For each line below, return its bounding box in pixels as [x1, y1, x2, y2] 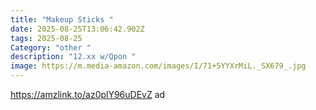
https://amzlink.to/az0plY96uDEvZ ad [10, 89, 166, 100]
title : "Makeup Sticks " [10, 14, 114, 25]
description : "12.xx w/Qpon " [10, 52, 137, 62]
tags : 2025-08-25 [10, 33, 83, 43]
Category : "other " [10, 42, 92, 53]
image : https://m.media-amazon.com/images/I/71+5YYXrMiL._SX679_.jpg [10, 61, 307, 71]
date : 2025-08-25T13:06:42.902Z [10, 24, 145, 34]
